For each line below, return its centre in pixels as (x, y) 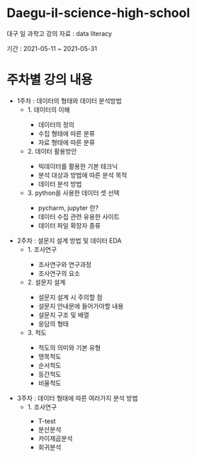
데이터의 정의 (56, 125)
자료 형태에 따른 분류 (67, 142)
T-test (47, 421)
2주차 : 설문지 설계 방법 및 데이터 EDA (69, 240)
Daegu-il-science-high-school (98, 13)
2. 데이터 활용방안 (52, 151)
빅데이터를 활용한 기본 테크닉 (78, 166)
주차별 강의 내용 (50, 80)
